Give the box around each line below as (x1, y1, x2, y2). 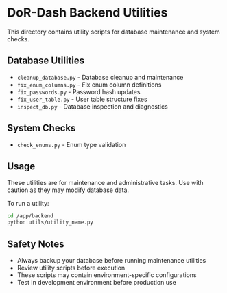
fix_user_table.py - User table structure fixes (16, 95, 147, 103)
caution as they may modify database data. (7, 186, 129, 194)
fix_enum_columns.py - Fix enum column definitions (16, 80, 162, 89)
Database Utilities (7, 55, 85, 67)
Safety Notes (7, 238, 64, 250)
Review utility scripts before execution (16, 263, 126, 272)
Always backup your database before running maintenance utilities (16, 256, 206, 264)
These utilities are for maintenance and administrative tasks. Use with (7, 179, 204, 187)
